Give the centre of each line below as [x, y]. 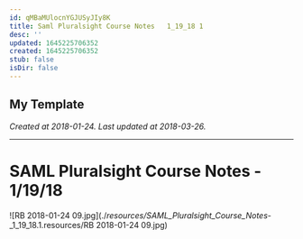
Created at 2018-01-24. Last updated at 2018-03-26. [108, 126]
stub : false [32, 60]
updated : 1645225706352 [54, 43]
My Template [47, 105]
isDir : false [34, 69]
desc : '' [26, 34]
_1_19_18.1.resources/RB [52, 225]
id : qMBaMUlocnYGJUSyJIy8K [60, 18]
